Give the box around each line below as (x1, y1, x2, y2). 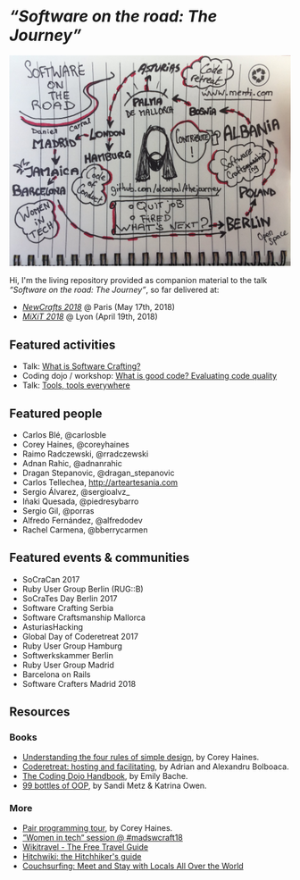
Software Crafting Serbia (21, 602, 114, 613)
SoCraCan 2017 (21, 574, 80, 584)
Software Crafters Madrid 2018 (21, 678, 137, 689)
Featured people (9, 406, 103, 421)
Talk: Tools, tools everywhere (21, 380, 131, 390)
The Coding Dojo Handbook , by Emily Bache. (21, 770, 188, 781)
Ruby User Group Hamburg (21, 641, 123, 651)
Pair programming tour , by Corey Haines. (21, 822, 173, 833)
